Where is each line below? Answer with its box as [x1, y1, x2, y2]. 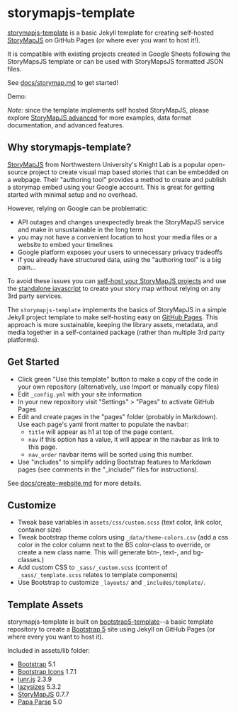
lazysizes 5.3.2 [17, 683, 62, 691]
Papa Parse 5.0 [17, 697, 62, 706]
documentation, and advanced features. [7, 120, 125, 129]
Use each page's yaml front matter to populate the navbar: [17, 420, 189, 428]
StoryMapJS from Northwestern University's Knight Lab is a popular [7, 160, 207, 169]
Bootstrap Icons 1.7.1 [17, 668, 76, 676]
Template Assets [7, 598, 84, 610]
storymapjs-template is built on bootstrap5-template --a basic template [7, 617, 214, 626]
